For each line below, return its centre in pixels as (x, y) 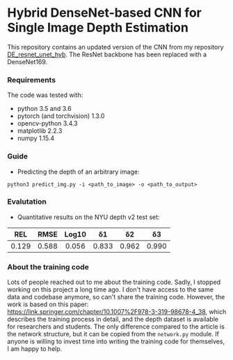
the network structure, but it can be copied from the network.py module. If (113, 334)
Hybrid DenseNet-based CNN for (104, 13)
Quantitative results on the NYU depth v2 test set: (88, 217)
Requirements (32, 80)
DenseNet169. (27, 61)
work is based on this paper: (48, 304)
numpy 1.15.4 (35, 138)
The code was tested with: (45, 95)
